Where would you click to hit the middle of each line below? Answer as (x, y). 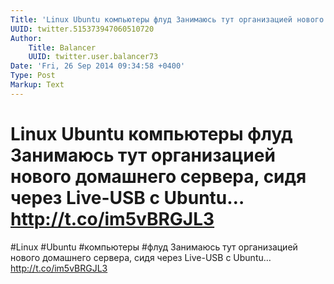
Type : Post (33, 76)
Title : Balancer (62, 47)
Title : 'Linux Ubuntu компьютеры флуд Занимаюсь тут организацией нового (167, 19)
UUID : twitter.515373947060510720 (82, 29)
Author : (26, 38)
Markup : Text (37, 85)
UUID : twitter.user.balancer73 (93, 57)
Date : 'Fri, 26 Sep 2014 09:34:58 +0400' (98, 66)
